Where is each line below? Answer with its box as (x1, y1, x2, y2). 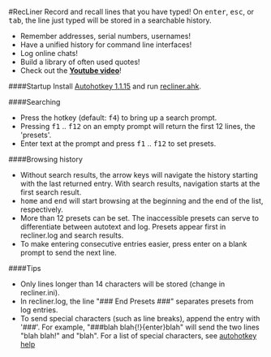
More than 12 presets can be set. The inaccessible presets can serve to (19, 213, 260, 222)
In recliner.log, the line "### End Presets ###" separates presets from (19, 296, 254, 306)
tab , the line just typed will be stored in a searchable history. (8, 15, 212, 25)
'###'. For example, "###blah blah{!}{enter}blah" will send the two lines (19, 322, 260, 332)
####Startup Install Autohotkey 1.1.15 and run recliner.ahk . (8, 81, 201, 91)
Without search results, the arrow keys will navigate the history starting (19, 170, 258, 179)
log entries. (19, 305, 58, 315)
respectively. (19, 204, 63, 214)
